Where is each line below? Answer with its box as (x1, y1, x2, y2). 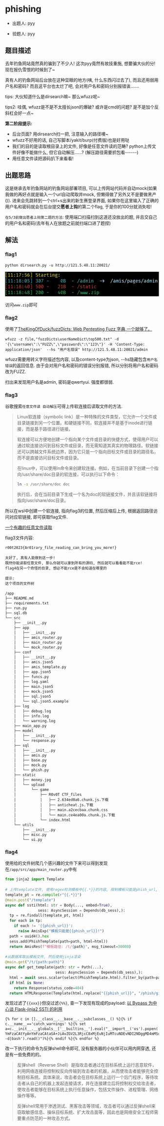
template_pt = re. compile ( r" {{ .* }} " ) (5, 892, 82, 897)
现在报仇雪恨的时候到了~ (5, 66, 55, 72)
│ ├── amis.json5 (14, 660, 54, 665)
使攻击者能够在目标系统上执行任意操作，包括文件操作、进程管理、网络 (17, 1087, 159, 1093)
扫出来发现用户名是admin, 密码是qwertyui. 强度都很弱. (5, 379, 114, 385)
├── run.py (5, 606, 27, 611)
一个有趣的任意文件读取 (5, 524, 52, 530)
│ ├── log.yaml (14, 680, 49, 684)
